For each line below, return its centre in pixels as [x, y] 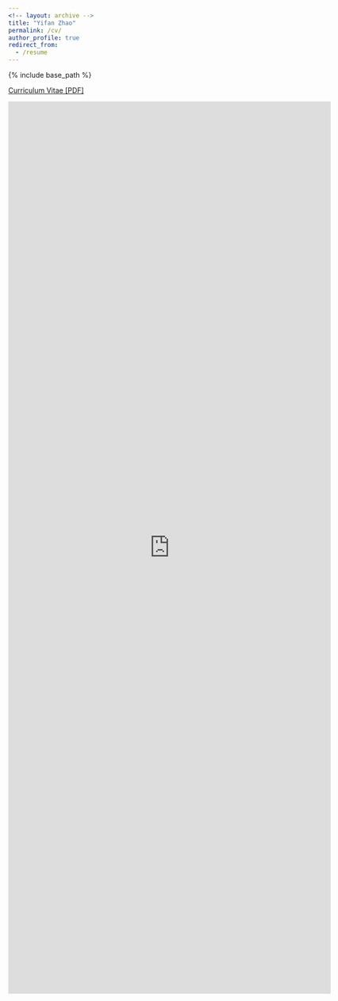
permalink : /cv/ [35, 30]
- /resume [31, 52]
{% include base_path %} [50, 75]
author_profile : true [44, 38]
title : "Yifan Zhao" [42, 23]
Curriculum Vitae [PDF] [46, 90]
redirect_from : [33, 45]
